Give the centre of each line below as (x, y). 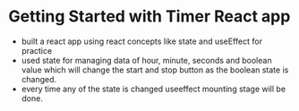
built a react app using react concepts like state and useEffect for (142, 41)
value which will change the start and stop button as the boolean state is (155, 70)
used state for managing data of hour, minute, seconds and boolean (146, 60)
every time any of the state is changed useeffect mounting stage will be (154, 89)
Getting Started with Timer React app (149, 17)
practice (37, 50)
